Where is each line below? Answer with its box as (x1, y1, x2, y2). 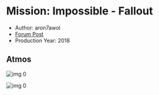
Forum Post (14, 30, 44, 37)
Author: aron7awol (14, 24, 61, 31)
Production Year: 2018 (14, 37, 70, 44)
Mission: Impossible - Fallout (6, 4, 153, 18)
